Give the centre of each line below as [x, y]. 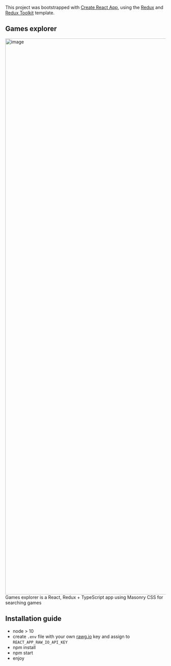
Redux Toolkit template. [30, 13]
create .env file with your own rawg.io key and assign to [71, 636]
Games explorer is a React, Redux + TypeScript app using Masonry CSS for [84, 597]
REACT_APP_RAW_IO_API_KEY [40, 642]
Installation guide [34, 619]
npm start [23, 653]
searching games [23, 603]
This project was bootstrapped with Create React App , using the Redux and [84, 7]
